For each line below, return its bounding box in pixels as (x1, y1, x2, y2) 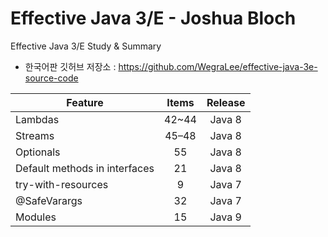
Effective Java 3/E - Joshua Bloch (10, 7, 297, 30)
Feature (66, 95, 104, 109)
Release (206, 95, 246, 109)
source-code (24, 72, 79, 84)
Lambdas (15, 112, 60, 126)
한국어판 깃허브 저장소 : (24, 60, 117, 72)
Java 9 (209, 210, 242, 224)
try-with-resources (15, 177, 109, 191)
